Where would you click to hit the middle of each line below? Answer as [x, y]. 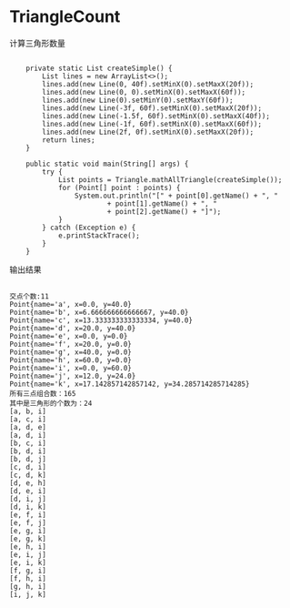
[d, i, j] [28, 499]
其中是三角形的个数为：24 [51, 403]
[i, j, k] [28, 594]
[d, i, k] [28, 507]
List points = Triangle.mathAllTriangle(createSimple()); [170, 179]
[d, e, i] [28, 491]
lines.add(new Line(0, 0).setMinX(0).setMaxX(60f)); [144, 92]
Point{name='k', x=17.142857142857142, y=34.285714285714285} [130, 384]
